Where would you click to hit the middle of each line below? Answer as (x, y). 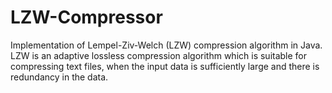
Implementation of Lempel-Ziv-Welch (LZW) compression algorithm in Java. (166, 45)
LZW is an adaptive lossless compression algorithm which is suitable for (159, 55)
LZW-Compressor (86, 17)
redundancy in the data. (59, 77)
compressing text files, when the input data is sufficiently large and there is (165, 66)
